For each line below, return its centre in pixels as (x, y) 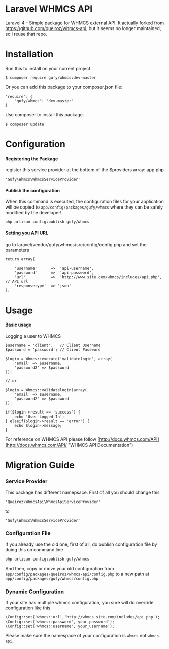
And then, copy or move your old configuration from (60, 568)
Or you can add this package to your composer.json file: (64, 87)
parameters (17, 250)
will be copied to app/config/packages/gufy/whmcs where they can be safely (84, 207)
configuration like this (28, 608)
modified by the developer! (33, 213)
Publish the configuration (33, 190)
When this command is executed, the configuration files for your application (84, 202)
